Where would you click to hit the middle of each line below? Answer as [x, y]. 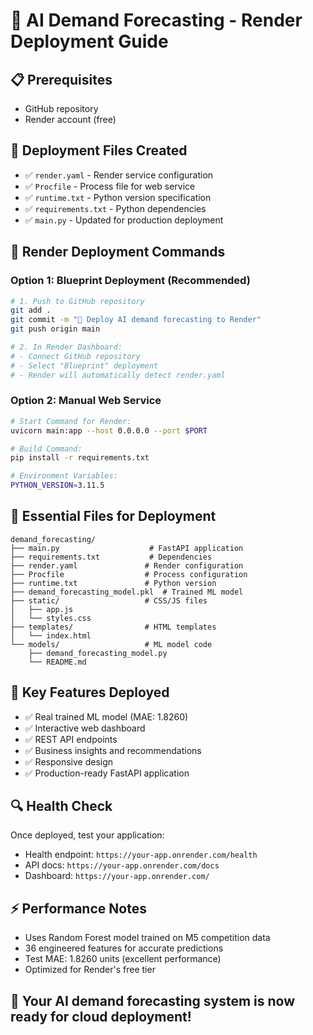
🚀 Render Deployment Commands [118, 252]
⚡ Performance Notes [78, 908]
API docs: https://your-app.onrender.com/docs [122, 865]
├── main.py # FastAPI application [127, 548]
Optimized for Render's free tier [90, 970]
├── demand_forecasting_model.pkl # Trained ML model [127, 592]
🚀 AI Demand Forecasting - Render [156, 20]
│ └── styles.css [51, 618]
